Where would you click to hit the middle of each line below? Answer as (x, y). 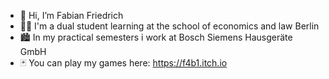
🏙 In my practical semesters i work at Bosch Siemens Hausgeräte (156, 37)
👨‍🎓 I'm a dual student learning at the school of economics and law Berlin (169, 26)
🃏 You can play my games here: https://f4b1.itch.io (123, 63)
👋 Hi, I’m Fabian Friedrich (71, 15)
